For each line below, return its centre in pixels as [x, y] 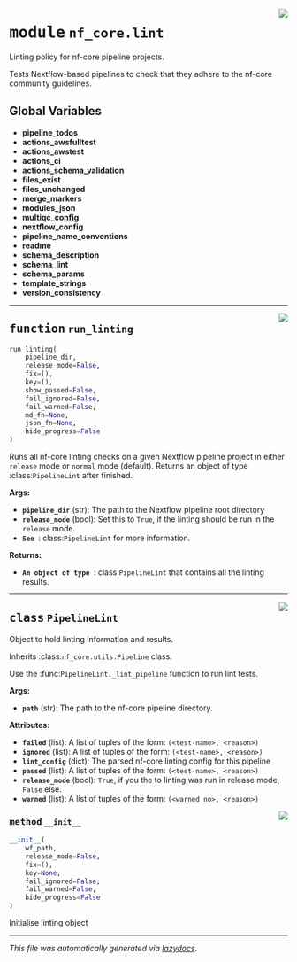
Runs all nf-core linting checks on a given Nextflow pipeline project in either [147, 457]
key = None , [43, 873]
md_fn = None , [47, 415]
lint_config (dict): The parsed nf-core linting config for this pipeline [146, 761]
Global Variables [55, 111]
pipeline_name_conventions [75, 236]
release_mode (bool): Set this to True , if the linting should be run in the [148, 519]
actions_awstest [53, 151]
